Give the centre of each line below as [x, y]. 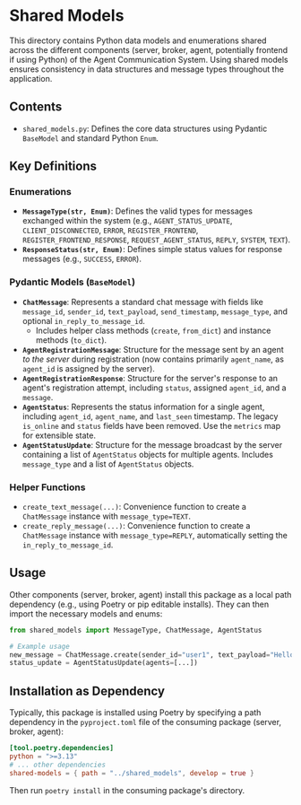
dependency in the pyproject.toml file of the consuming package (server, [146, 722]
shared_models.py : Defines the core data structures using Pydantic [145, 128]
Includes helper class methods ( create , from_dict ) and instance [153, 330]
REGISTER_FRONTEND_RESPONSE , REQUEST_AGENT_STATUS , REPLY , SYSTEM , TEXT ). [156, 240]
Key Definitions [53, 166]
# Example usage [39, 646]
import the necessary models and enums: [86, 613]
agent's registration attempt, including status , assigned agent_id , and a [154, 388]
